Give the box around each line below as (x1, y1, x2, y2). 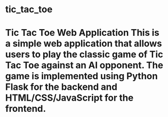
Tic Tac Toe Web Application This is (5, 27, 159, 39)
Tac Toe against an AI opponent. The (5, 60, 163, 71)
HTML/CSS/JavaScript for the (5, 92, 134, 104)
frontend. (5, 103, 46, 114)
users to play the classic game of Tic (5, 49, 163, 60)
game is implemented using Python (5, 71, 158, 82)
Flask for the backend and (5, 81, 118, 93)
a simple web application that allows (5, 38, 162, 50)
